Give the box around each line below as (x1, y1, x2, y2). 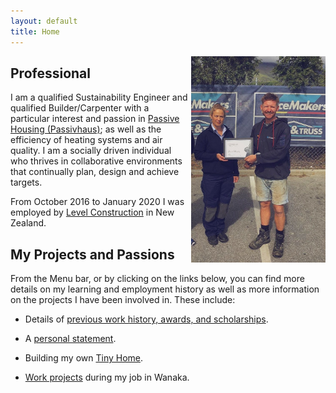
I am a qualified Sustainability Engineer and (10, 91, 188, 104)
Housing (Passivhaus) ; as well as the (10, 123, 162, 135)
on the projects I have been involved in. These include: (10, 294, 236, 306)
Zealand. (10, 217, 47, 229)
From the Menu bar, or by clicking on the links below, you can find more (10, 273, 305, 285)
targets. (10, 176, 43, 189)
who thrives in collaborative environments (10, 155, 183, 167)
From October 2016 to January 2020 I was (10, 196, 185, 208)
